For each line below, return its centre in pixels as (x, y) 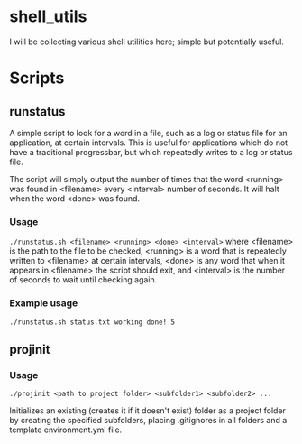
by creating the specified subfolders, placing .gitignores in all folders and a (148, 421)
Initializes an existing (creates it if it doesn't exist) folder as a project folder (148, 411)
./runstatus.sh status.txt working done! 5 (92, 322)
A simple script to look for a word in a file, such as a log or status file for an (148, 133)
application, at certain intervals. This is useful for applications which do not (149, 143)
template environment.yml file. (66, 430)
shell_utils (48, 17)
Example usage (44, 303)
